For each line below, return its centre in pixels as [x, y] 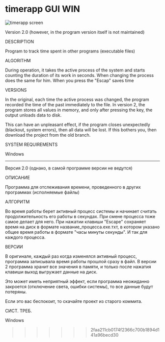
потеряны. [16, 292]
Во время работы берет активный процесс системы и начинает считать [81, 211]
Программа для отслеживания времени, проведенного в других [73, 187]
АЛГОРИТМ [17, 201]
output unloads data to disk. [33, 115]
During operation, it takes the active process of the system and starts [75, 70]
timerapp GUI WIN [42, 9]
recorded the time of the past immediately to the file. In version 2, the [75, 104]
